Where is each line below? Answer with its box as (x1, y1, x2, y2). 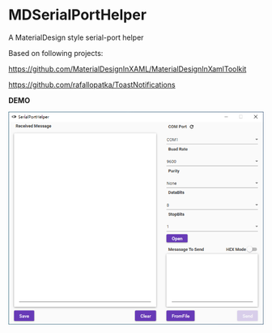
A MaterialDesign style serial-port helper (8, 32, 144, 42)
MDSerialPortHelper (8, 6, 147, 24)
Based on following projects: (8, 48, 104, 58)
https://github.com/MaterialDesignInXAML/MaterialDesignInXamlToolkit (8, 63, 247, 74)
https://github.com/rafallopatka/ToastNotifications (8, 80, 176, 89)
